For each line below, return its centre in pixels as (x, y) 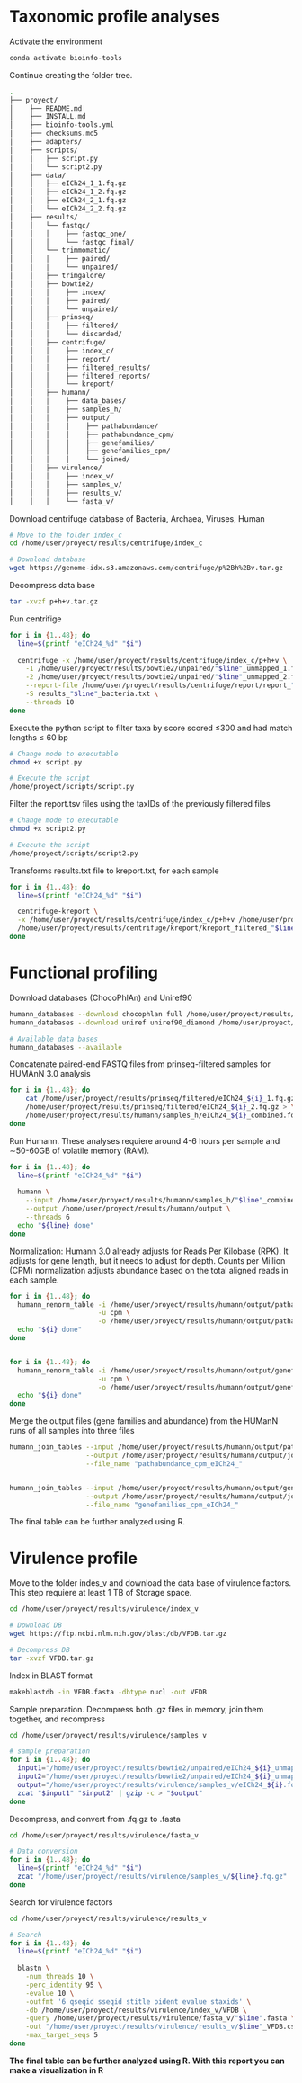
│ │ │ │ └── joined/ (70, 460)
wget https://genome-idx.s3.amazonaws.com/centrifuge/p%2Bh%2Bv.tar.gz (146, 568)
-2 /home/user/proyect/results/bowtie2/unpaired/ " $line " (134, 677)
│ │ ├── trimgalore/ (58, 276)
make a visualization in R (56, 2070)
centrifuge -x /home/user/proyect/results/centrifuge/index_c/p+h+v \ (152, 660)
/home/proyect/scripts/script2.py (74, 853)
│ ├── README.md (46, 108)
